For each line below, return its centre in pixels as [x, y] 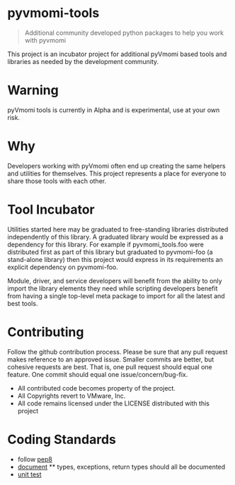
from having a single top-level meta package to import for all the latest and [116, 295]
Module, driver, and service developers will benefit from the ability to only [115, 280]
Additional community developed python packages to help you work [124, 33]
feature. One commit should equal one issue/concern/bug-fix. [98, 374]
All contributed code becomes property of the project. [96, 388]
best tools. [23, 303]
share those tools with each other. [57, 181]
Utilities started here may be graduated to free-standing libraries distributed [118, 229]
